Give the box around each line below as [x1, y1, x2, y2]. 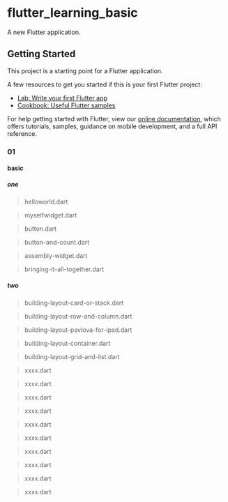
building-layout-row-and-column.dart [24, 312, 132, 321]
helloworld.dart [24, 197, 68, 206]
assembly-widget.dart [24, 252, 88, 260]
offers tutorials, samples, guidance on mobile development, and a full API [7, 122, 218, 130]
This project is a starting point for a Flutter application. [7, 66, 163, 75]
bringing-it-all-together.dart [24, 265, 105, 273]
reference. [7, 129, 37, 137]
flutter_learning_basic [7, 5, 138, 21]
